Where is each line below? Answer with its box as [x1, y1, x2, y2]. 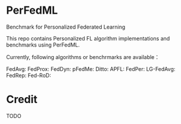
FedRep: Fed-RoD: [6, 72, 52, 79]
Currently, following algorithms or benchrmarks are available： [6, 53, 160, 60]
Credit [6, 93, 38, 106]
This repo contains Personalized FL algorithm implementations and [6, 35, 170, 42]
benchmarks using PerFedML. [6, 41, 80, 48]
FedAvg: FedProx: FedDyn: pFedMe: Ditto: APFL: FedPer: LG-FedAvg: [6, 65, 176, 72]
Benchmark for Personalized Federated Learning [6, 23, 126, 30]
